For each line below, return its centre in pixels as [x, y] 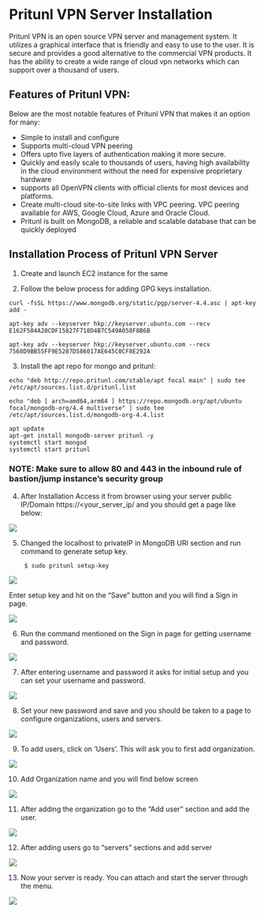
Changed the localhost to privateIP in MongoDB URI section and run [130, 542]
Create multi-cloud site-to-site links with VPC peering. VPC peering [130, 204]
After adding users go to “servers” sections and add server [116, 847]
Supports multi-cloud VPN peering [76, 145]
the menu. [37, 885]
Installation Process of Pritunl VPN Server [113, 254]
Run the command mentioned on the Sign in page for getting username [136, 633]
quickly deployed [48, 229]
